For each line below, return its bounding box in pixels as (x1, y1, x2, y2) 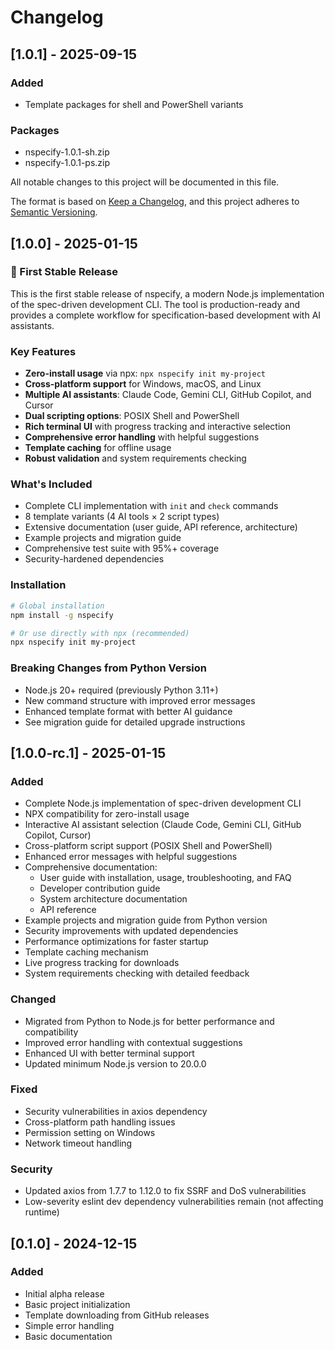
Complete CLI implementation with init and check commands (24, 500, 279, 512)
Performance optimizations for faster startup (24, 936, 209, 948)
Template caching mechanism (24, 946, 149, 958)
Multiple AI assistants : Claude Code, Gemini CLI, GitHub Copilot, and (24, 389, 312, 401)
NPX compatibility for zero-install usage (24, 808, 190, 820)
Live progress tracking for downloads (24, 957, 180, 969)
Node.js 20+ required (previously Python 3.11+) (24, 684, 219, 696)
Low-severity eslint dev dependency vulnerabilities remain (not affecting (24, 1196, 324, 1208)
